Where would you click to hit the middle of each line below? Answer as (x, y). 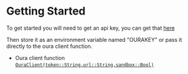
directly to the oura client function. (49, 46)
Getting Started (46, 11)
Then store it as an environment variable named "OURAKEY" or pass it (94, 39)
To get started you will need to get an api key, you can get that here (90, 28)
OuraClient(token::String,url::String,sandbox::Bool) (84, 65)
